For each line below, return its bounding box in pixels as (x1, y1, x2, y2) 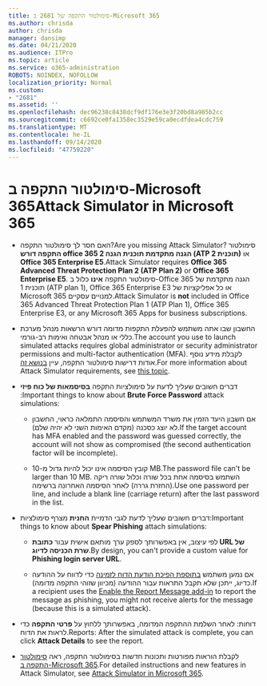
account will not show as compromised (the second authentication (31, 440, 252, 449)
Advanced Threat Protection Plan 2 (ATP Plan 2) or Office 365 (19, 265, 229, 276)
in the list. (31, 497, 64, 508)
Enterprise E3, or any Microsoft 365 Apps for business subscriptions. (19, 309, 248, 318)
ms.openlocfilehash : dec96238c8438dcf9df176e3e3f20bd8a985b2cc (8, 109, 224, 117)
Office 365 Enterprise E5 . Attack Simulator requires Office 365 (19, 257, 227, 267)
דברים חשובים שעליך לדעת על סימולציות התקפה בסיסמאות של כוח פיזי (19, 381, 238, 392)
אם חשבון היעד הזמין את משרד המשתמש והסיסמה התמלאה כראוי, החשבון (31, 414, 256, 424)
